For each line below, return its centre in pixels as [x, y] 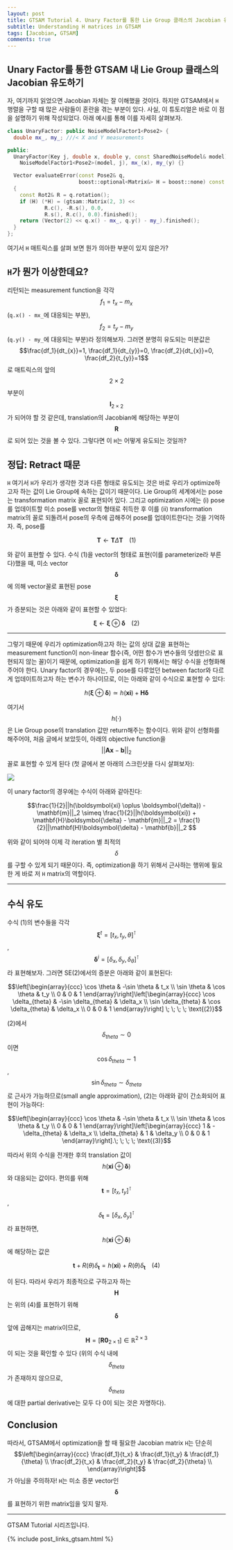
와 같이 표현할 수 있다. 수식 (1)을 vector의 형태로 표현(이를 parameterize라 [108, 554]
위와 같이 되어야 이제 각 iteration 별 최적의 [64, 842]
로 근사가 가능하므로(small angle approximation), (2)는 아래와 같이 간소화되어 [113, 1096]
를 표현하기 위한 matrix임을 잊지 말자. [58, 1503]
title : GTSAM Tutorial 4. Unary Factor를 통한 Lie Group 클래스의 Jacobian [114, 20]
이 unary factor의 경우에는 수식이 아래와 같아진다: [75, 791]
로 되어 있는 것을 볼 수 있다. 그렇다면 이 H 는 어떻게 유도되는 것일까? [97, 441]
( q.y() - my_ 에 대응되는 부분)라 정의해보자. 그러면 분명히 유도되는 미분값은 [109, 339]
